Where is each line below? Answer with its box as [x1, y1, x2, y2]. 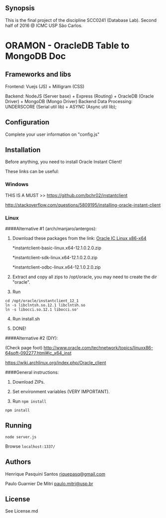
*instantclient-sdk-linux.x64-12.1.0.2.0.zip [12, 255, 98, 261]
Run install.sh [12, 316, 40, 322]
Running [5, 421, 32, 430]
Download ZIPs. [12, 379, 45, 385]
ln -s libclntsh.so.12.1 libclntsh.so [5, 303, 85, 308]
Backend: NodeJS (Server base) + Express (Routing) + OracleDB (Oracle [5, 93, 154, 99]
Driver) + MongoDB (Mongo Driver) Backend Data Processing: [5, 98, 133, 104]
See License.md [5, 508, 38, 514]
